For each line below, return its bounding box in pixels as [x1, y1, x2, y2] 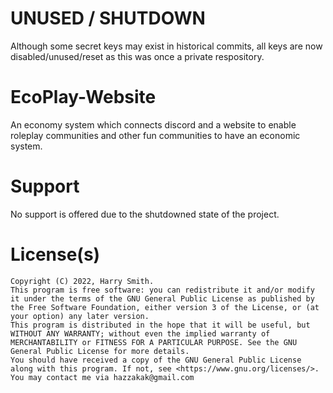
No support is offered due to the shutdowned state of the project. [10, 208, 280, 220]
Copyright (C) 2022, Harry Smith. [10, 276, 155, 286]
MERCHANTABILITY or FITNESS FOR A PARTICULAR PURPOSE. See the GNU [10, 337, 298, 347]
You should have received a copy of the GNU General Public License [10, 355, 302, 365]
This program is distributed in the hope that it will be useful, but [10, 320, 311, 330]
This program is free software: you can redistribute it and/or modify [10, 285, 315, 295]
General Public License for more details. [10, 346, 190, 356]
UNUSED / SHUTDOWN [10, 7, 206, 30]
